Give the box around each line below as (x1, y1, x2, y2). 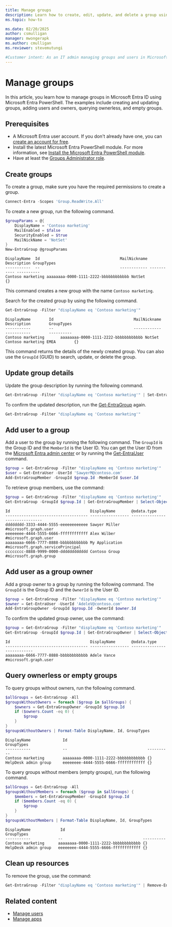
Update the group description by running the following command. (5, 382, 143, 388)
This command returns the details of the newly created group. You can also (5, 348, 164, 355)
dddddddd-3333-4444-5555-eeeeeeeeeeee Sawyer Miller (5, 522, 120, 527)
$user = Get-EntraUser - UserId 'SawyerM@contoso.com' (5, 471, 123, 476)
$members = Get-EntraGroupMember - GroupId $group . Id (14, 794, 130, 799)
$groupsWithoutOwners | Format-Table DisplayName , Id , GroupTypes (5, 728, 150, 733)
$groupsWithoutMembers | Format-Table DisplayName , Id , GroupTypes (5, 818, 153, 823)
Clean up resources (5, 859, 69, 868)
